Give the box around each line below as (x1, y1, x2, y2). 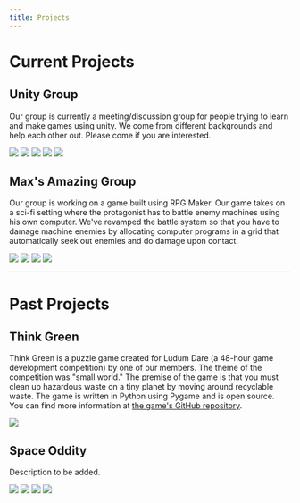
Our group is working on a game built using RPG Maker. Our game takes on (9, 197, 286, 208)
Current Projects (9, 51, 135, 71)
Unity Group (9, 87, 79, 103)
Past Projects (9, 294, 110, 314)
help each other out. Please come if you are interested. (9, 130, 212, 140)
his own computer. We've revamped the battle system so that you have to (9, 216, 279, 228)
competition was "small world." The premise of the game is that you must (9, 372, 279, 382)
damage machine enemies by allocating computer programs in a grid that (9, 226, 279, 237)
